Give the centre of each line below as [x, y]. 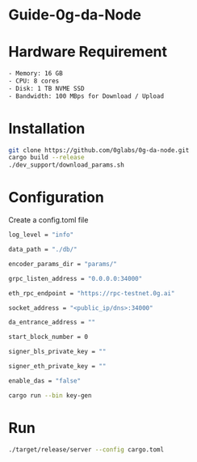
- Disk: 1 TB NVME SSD [46, 88]
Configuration [57, 198]
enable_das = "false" [45, 381]
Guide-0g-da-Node [75, 15]
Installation [47, 128]
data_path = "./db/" [43, 249]
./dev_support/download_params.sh [67, 165]
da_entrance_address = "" [52, 322]
